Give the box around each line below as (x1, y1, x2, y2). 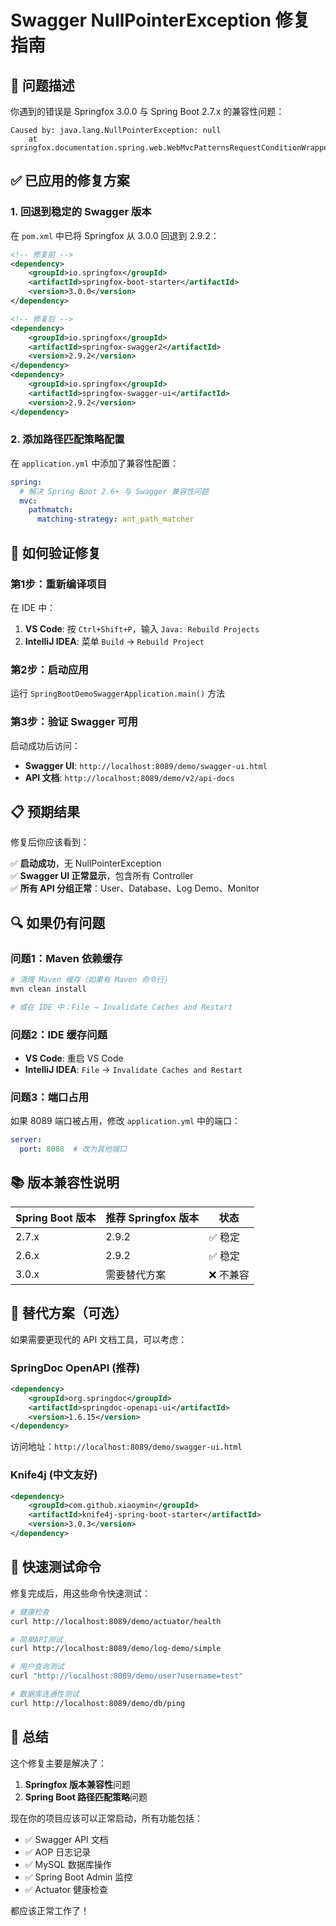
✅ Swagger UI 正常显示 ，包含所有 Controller (10, 870, 194, 882)
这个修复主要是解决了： (10, 1757, 107, 1769)
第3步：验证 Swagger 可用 (10, 715, 138, 729)
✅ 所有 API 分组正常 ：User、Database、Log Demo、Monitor (10, 882, 260, 895)
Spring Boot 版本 (15, 1211, 97, 1225)
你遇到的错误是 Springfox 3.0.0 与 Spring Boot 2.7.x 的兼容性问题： (10, 106, 285, 117)
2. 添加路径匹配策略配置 (10, 432, 125, 446)
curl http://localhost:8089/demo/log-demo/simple (10, 1644, 222, 1654)
